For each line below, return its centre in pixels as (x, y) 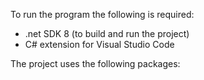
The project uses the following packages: (95, 63)
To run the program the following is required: (102, 14)
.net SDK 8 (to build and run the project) (107, 33)
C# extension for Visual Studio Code (99, 44)
